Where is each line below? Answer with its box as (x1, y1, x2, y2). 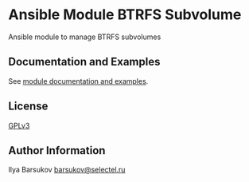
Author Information (8, 144, 106, 157)
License (8, 100, 49, 113)
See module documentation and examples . (8, 76, 149, 85)
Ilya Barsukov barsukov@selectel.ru (8, 165, 126, 175)
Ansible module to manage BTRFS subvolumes (8, 32, 161, 42)
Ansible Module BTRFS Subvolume (8, 6, 242, 24)
